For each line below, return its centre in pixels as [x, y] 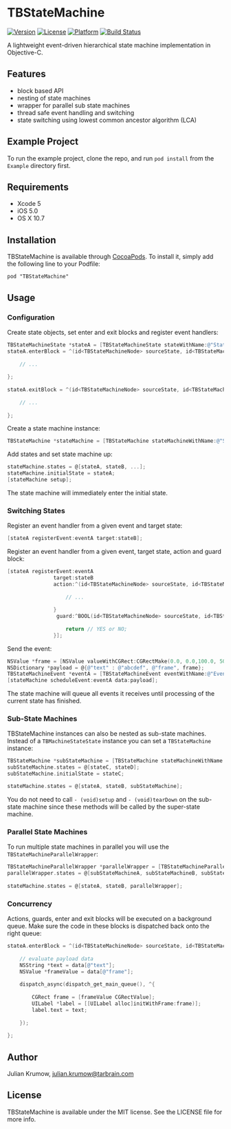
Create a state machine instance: [54, 428]
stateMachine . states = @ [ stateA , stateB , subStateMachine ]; [95, 787]
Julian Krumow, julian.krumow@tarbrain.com [70, 1074]
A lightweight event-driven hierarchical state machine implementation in [109, 45]
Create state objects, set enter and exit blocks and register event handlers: [113, 332]
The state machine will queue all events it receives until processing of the [111, 694]
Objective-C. [25, 52]
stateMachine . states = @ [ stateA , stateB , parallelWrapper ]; [95, 886]
